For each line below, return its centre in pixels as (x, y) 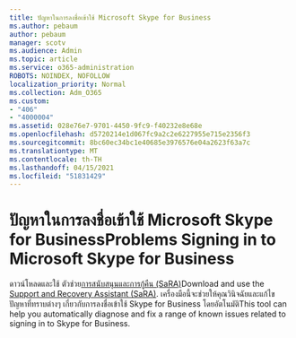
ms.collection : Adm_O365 (56, 92)
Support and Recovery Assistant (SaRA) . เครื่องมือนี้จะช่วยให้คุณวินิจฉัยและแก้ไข (142, 294)
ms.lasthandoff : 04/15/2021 (62, 168)
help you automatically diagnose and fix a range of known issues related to (148, 314)
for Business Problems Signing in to (143, 240)
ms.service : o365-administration (72, 68)
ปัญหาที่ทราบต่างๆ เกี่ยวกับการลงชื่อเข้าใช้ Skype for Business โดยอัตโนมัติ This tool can (148, 304)
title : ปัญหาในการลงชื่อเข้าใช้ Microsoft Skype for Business (110, 17)
